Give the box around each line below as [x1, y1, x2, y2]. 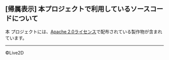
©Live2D [5, 49, 24, 55]
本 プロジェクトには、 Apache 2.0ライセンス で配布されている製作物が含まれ [5, 28, 162, 34]
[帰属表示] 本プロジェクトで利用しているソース [5, 5, 150, 14]
